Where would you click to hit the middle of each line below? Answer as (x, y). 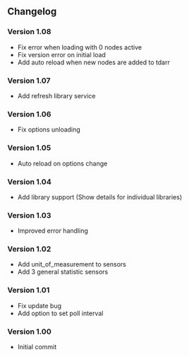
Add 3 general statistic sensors (63, 272)
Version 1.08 (29, 32)
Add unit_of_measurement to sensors (72, 264)
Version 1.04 (29, 182)
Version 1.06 (29, 114)
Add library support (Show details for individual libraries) (100, 197)
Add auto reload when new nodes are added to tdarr (94, 62)
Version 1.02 (29, 249)
